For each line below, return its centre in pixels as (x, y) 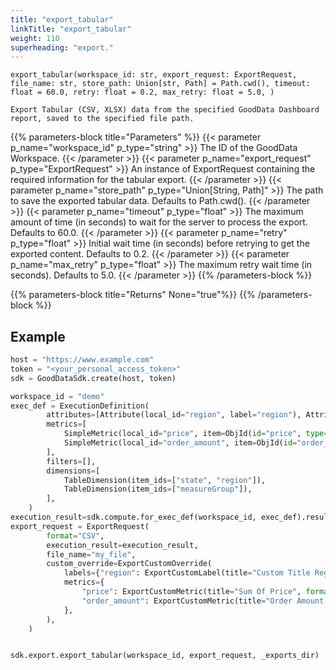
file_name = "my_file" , (91, 554)
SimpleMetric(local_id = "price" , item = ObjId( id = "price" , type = (196, 434)
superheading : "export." (62, 47)
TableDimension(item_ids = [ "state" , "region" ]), (165, 480)
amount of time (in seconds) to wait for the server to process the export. (159, 222)
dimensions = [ (73, 471)
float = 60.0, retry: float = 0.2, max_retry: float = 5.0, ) (142, 92)
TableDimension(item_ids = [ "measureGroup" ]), (158, 489)
